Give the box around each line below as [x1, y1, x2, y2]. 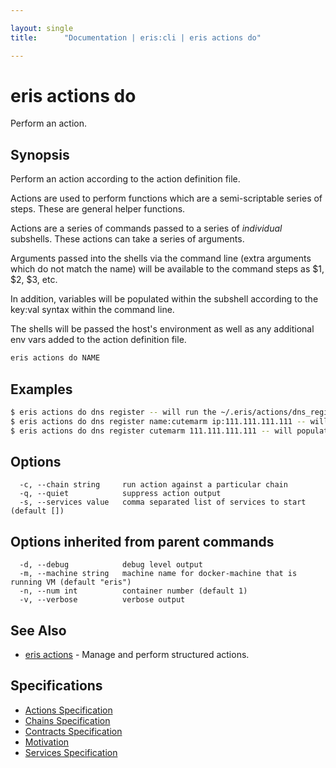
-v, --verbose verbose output [19, 595, 186, 605]
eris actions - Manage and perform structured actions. [24, 649, 250, 660]
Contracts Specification [24, 725, 123, 737]
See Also [10, 622, 67, 639]
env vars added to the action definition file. [10, 334, 187, 346]
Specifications [10, 677, 103, 695]
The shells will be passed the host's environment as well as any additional [10, 323, 315, 335]
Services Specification [24, 746, 118, 758]
